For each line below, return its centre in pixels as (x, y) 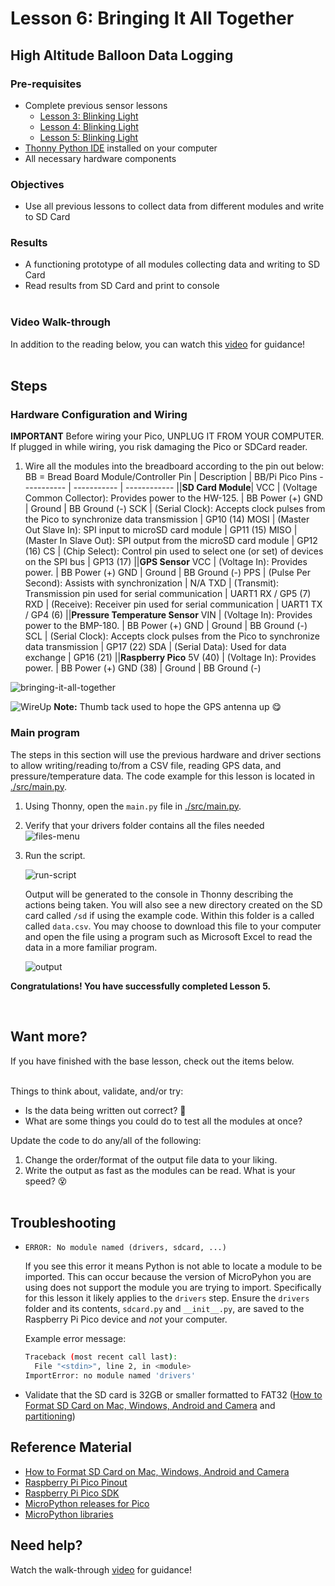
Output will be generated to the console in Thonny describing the (159, 894)
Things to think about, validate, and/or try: (97, 1091)
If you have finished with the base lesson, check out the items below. (152, 1061)
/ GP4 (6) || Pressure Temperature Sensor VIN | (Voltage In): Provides (168, 615)
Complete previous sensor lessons (96, 105)
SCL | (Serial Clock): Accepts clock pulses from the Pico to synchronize (172, 636)
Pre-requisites (46, 84)
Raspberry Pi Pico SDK (72, 1493)
